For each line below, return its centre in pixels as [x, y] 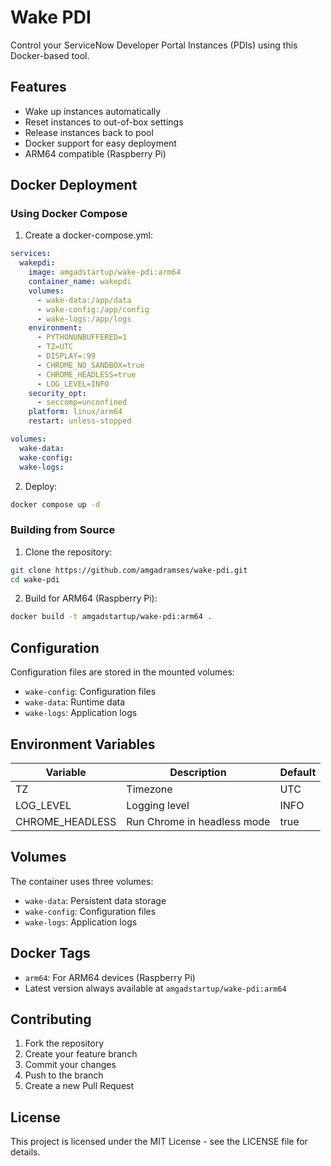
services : [31, 254]
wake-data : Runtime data [75, 702]
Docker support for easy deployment [100, 143]
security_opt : [57, 393]
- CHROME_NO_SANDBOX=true [90, 365]
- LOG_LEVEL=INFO [73, 384]
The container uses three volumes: [82, 881]
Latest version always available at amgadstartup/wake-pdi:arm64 [155, 988]
